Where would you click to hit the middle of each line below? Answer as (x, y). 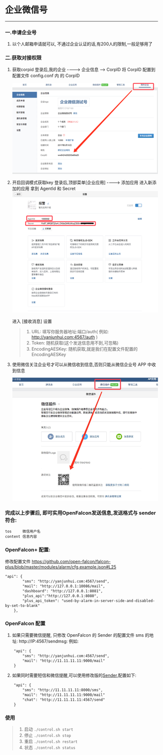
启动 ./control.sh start (49, 729)
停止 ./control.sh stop (48, 736)
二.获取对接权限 (23, 58)
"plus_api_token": (41, 601)
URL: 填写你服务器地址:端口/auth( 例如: (70, 331)
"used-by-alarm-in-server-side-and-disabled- (108, 601)
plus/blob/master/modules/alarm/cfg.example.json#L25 (61, 567)
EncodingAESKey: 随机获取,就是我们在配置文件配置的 (84, 349)
